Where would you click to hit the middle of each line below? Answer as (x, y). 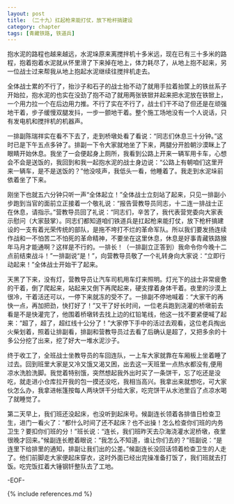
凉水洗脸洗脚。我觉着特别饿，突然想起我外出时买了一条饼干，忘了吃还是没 (114, 373)
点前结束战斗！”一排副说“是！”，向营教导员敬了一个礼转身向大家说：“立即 (113, 256)
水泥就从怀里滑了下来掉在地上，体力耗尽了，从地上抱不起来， (132, 63)
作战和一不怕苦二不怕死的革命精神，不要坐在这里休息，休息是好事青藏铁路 (114, 238)
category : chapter (34, 27)
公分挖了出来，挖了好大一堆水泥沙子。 (68, 340)
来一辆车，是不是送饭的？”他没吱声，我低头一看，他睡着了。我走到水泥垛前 (116, 171)
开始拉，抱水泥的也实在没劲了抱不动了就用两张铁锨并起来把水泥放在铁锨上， (117, 95)
